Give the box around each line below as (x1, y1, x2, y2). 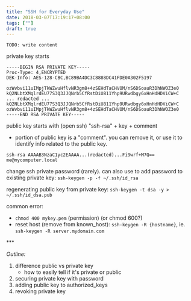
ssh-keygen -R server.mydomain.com (14, 228, 105, 235)
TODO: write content (6, 42, 58, 48)
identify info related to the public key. (14, 140, 107, 147)
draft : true (6, 25, 36, 32)
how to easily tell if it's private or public (23, 268, 122, 276)
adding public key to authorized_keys (14, 281, 108, 289)
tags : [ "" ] (6, 20, 34, 26)
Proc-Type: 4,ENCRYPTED (6, 70, 66, 76)
